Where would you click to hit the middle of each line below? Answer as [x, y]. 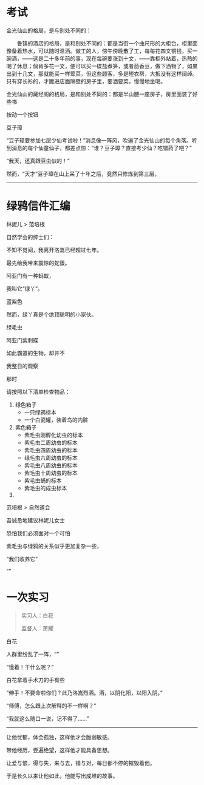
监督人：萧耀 [37, 628]
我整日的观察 [22, 366]
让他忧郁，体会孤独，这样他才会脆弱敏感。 [59, 737]
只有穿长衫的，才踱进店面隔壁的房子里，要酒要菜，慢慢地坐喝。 [86, 81]
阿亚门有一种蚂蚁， [30, 275]
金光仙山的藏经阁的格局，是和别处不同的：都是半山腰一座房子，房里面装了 [99, 94]
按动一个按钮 [22, 114]
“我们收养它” [22, 559]
